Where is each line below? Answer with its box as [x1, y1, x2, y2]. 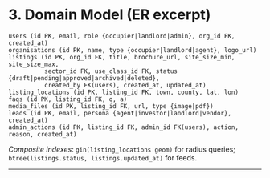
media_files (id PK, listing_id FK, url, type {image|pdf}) [8, 102, 215, 110]
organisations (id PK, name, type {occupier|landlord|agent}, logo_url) [8, 46, 257, 54]
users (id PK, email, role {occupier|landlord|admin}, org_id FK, [8, 32, 235, 40]
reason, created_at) [8, 130, 78, 138]
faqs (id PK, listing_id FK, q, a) [8, 95, 128, 103]
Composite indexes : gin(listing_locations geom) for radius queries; [8, 144, 235, 154]
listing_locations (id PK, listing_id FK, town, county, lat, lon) [8, 88, 239, 96]
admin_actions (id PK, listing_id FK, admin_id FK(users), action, [8, 123, 239, 131]
